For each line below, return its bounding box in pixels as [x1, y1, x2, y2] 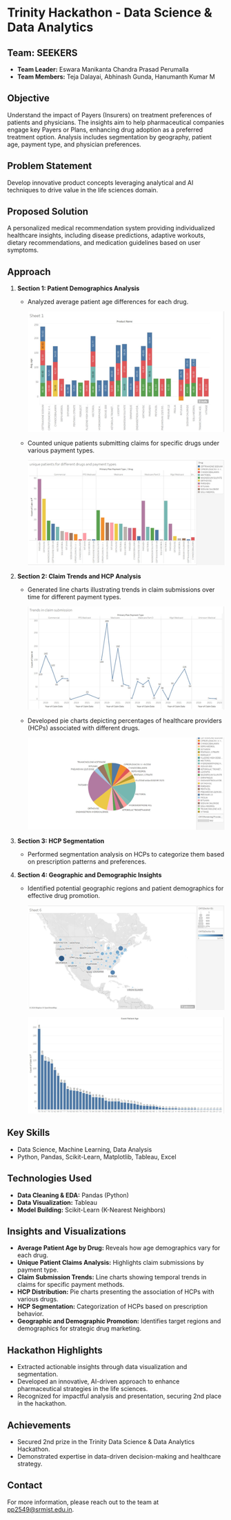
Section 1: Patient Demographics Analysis [17, 284, 140, 292]
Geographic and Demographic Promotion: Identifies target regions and [17, 1317, 221, 1326]
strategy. [17, 1460, 43, 1468]
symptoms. [7, 246, 39, 254]
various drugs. [17, 1295, 59, 1303]
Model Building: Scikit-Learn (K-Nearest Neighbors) [17, 1206, 165, 1214]
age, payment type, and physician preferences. [7, 140, 141, 148]
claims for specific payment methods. [17, 1281, 125, 1289]
